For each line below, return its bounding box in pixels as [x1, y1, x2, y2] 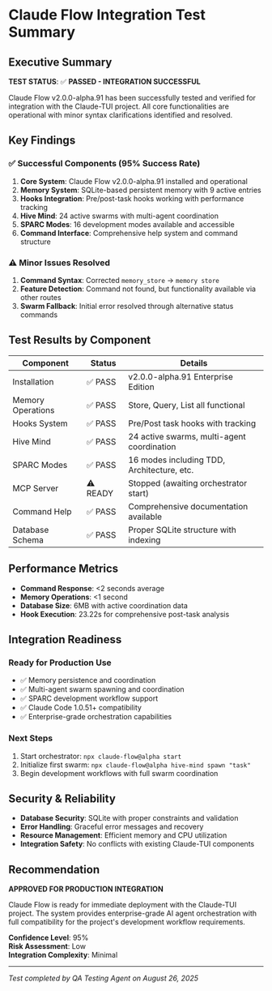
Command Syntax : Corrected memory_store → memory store [19, 275, 220, 285]
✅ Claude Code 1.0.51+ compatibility [19, 703, 142, 713]
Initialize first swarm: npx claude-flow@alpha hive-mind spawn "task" [19, 760, 251, 770]
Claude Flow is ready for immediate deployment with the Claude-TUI [8, 900, 237, 910]
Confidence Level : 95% [8, 933, 89, 942]
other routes [19, 292, 62, 302]
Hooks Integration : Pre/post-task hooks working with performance [19, 193, 244, 204]
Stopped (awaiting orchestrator [128, 477, 248, 488]
